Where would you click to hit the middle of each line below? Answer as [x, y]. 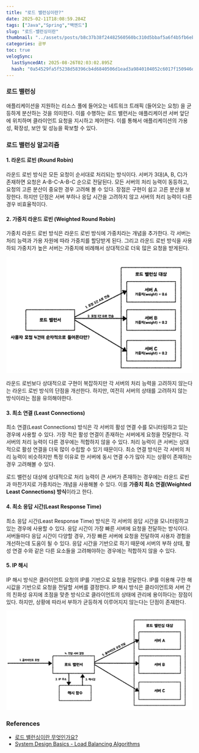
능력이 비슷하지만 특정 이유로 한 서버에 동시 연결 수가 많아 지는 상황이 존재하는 [102, 457]
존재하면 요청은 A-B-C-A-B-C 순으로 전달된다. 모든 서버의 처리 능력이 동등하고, [98, 182]
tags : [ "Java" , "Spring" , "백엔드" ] [47, 25]
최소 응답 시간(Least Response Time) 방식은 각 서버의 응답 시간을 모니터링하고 [97, 521]
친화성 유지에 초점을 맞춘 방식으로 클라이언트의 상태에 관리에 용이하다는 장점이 [102, 594]
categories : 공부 [26, 44]
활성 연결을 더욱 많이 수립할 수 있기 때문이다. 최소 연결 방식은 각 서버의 [103, 449]
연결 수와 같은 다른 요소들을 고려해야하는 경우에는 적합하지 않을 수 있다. [94, 550]
